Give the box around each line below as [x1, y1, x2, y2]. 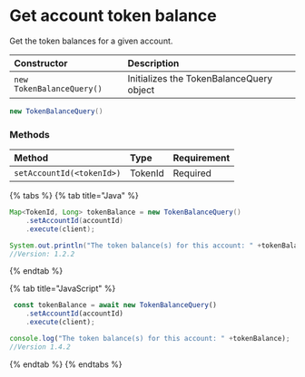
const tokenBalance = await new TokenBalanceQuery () [13, 301, 218, 310]
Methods [9, 128, 50, 140]
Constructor [14, 56, 68, 69]
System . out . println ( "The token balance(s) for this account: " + [9, 241, 261, 250]
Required [172, 167, 212, 179]
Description [127, 56, 180, 69]
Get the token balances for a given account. [9, 35, 173, 46]
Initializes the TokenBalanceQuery [127, 72, 273, 84]
